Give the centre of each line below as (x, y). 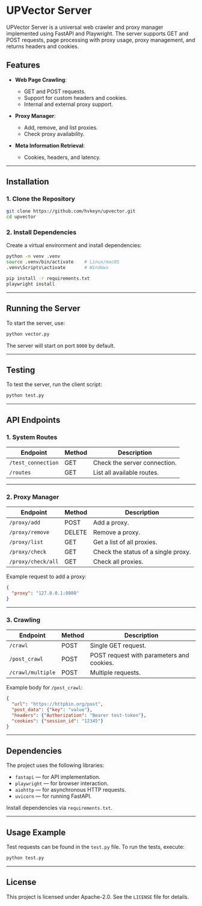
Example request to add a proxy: (47, 577)
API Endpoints (33, 420)
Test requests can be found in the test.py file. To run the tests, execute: (96, 847)
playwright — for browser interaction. (62, 783)
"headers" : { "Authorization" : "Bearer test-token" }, (79, 715)
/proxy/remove (29, 532)
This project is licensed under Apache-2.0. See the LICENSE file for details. (98, 896)
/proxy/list (26, 542)
